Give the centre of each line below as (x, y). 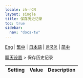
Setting (16, 70)
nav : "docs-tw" (25, 32)
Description (62, 70)
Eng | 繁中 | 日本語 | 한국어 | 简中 (38, 47)
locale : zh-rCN (21, 10)
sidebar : (14, 28)
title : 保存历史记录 (24, 19)
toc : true (15, 23)
